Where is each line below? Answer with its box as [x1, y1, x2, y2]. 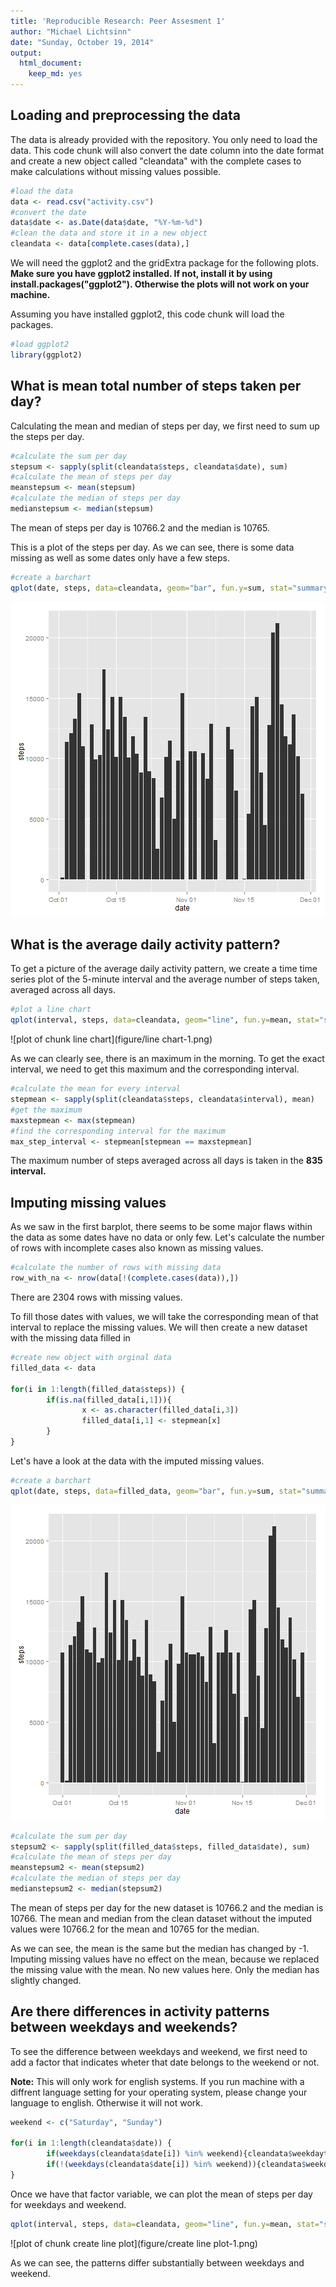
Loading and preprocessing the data [10, 107, 241, 124]
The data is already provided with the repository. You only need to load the [10, 133, 318, 145]
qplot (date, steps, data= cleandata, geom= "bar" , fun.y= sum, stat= [10, 583, 293, 593]
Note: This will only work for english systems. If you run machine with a [10, 2075, 305, 2087]
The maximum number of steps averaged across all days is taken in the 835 [10, 1155, 323, 1167]
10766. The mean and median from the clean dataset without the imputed [10, 1912, 313, 1924]
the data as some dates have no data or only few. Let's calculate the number [10, 1231, 325, 1244]
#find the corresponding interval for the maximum [10, 1126, 226, 1136]
